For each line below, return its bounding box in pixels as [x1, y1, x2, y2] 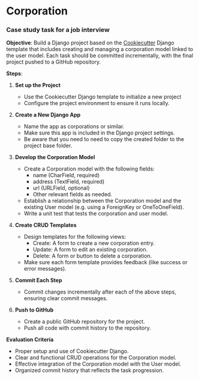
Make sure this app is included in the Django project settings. [23, 129, 175, 136]
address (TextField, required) [32, 178, 105, 185]
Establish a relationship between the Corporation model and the [23, 197, 182, 205]
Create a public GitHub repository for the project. [23, 318, 145, 325]
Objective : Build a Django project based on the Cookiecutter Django [6, 39, 175, 46]
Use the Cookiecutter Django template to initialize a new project [23, 93, 182, 100]
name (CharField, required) [32, 172, 100, 179]
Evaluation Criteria [6, 336, 54, 343]
